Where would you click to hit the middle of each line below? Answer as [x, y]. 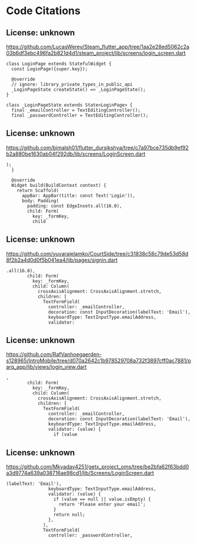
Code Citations [43, 11]
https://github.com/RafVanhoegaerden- [54, 354]
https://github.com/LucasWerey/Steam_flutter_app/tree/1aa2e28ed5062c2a [98, 47]
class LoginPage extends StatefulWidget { [59, 64]
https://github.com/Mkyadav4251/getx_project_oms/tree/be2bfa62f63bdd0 [98, 467]
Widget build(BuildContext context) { [59, 185]
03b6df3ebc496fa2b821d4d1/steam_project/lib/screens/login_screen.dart [96, 53]
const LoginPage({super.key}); [50, 69]
